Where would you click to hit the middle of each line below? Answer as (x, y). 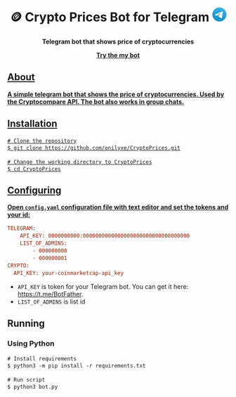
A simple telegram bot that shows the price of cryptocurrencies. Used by (116, 94)
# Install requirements (42, 359)
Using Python (31, 343)
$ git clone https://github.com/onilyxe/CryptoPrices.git (94, 148)
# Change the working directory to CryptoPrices (80, 162)
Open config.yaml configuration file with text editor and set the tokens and (118, 207)
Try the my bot (118, 55)
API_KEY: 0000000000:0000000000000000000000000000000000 (105, 236)
